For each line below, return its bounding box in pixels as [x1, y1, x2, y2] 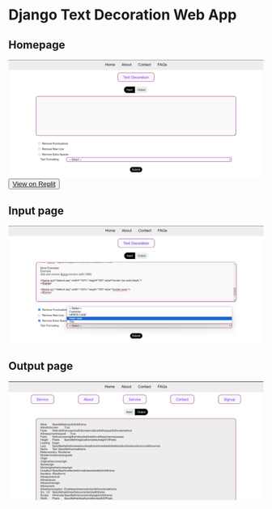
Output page [8, 359, 74, 373]
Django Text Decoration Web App [8, 6, 237, 24]
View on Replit [12, 180, 56, 189]
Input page [8, 204, 65, 218]
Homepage [8, 38, 66, 52]
